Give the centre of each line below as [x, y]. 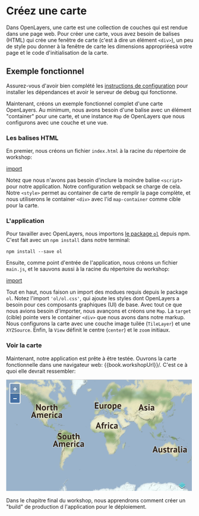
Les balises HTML [32, 138]
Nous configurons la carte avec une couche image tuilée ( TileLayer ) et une [99, 324]
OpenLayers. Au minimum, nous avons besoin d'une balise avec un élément [99, 110]
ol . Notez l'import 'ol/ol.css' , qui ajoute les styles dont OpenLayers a [93, 298]
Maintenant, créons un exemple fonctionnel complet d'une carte [85, 103]
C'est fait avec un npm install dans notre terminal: [68, 240]
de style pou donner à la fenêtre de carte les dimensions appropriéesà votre [99, 46]
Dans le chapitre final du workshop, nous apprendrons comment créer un [96, 500]
